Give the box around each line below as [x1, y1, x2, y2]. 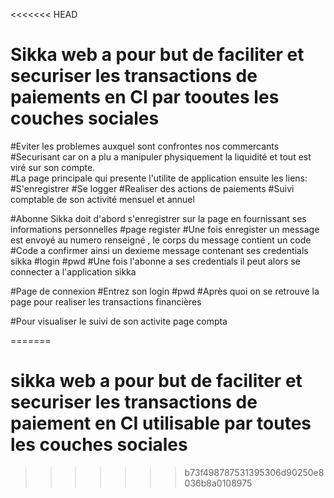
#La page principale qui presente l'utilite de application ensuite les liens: [10, 172, 308, 184]
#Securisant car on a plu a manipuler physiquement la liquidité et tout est [10, 150, 312, 163]
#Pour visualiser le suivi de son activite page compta [10, 315, 228, 327]
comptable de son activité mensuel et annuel [10, 193, 195, 205]
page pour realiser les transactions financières [10, 295, 202, 308]
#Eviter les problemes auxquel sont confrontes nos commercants [10, 140, 280, 152]
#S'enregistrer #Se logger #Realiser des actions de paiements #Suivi [10, 182, 295, 194]
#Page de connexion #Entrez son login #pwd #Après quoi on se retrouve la [10, 285, 320, 297]
